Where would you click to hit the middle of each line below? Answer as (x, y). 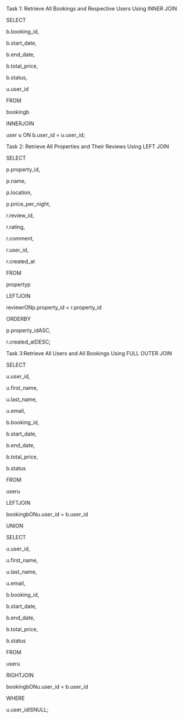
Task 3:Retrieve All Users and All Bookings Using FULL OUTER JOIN (89, 353)
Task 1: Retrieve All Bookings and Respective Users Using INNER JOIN (92, 9)
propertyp (18, 284)
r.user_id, (17, 250)
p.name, (16, 181)
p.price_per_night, (28, 204)
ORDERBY (18, 319)
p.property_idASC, (29, 330)
